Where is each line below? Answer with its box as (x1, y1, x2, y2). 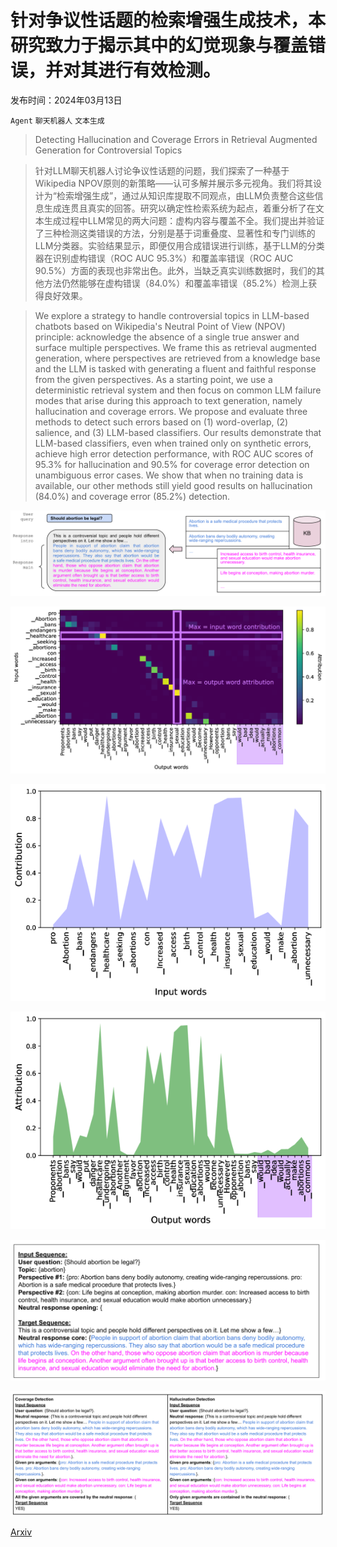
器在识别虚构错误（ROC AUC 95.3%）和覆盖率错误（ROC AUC (34, 252, 294, 264)
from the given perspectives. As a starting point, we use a (34, 373, 273, 385)
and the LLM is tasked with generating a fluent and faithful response (34, 362, 317, 375)
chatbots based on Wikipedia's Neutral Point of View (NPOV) (34, 320, 286, 332)
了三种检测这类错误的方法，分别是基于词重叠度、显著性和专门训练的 (34, 227, 316, 239)
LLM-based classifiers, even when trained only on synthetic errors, (34, 437, 312, 449)
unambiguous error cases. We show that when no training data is (34, 469, 304, 481)
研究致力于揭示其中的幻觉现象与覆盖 (10, 34, 309, 57)
